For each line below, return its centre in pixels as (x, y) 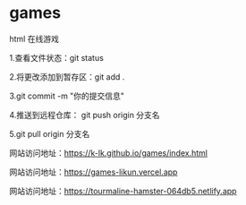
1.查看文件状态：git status (57, 57)
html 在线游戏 (34, 38)
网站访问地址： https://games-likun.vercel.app (93, 172)
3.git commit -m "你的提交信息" (67, 96)
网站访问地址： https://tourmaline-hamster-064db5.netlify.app (123, 191)
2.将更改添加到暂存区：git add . (67, 77)
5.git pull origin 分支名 (50, 133)
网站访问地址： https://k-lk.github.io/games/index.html (109, 153)
